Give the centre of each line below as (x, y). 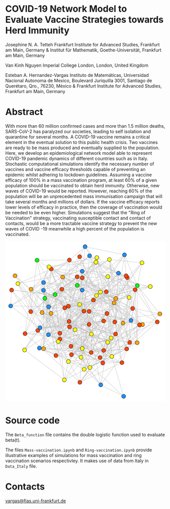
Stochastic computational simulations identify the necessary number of (80, 164)
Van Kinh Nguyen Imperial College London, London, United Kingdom (77, 65)
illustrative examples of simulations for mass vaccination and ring (74, 455)
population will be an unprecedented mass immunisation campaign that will (84, 196)
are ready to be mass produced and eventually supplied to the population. (82, 148)
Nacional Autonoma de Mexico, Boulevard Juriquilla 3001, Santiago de (79, 80)
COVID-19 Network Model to (66, 9)
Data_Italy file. (21, 466)
